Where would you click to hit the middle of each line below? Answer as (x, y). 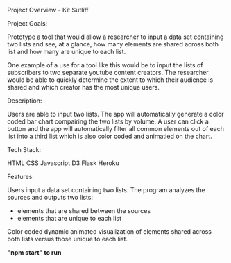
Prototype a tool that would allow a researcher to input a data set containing (115, 37)
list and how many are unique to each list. (67, 52)
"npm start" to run (34, 252)
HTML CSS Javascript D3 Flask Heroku (63, 163)
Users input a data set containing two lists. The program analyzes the (106, 190)
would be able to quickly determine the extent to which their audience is (110, 80)
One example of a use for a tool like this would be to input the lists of (105, 65)
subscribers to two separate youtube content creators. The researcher (108, 73)
